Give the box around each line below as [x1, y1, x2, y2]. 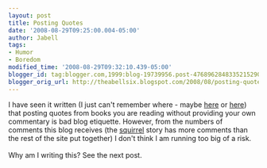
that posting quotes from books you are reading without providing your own [8, 108, 256, 117]
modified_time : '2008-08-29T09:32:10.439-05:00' [8, 63, 172, 71]
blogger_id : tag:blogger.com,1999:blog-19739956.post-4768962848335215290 [8, 71, 261, 78]
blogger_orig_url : [8, 78, 69, 86]
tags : [8, 41, 26, 49]
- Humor [8, 48, 34, 56]
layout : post [8, 11, 52, 20]
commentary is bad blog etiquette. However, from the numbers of [8, 116, 223, 126]
